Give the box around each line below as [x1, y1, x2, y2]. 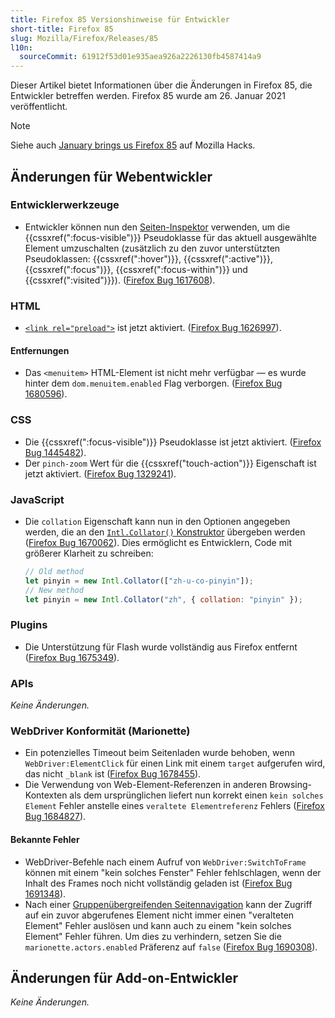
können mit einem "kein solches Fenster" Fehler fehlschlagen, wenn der [24, 866, 322, 878]
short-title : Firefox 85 [10, 24, 114, 34]
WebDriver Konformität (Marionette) [10, 724, 191, 738]
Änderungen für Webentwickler [10, 168, 213, 185]
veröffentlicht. [10, 101, 68, 113]
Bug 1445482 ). [24, 446, 87, 458]
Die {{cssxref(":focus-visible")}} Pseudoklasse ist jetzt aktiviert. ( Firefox [24, 436, 322, 448]
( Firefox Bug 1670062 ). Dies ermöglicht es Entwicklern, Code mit [24, 536, 292, 548]
